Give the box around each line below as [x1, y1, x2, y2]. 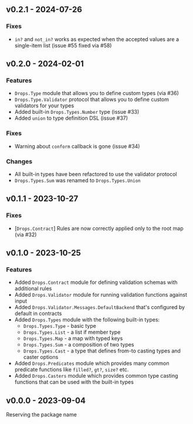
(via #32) [14, 231, 37, 238]
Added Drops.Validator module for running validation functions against [14, 291, 188, 299]
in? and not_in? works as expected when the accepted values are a [14, 35, 180, 43]
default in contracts [14, 310, 62, 317]
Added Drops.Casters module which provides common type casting [14, 372, 178, 379]
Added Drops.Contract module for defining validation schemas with [14, 279, 178, 286]
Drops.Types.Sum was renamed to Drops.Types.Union [14, 177, 141, 184]
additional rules [14, 285, 52, 292]
